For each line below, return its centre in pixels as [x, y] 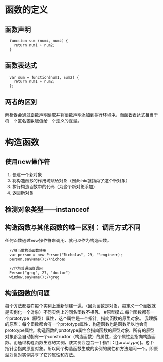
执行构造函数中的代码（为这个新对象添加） [55, 186]
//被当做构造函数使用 [28, 250]
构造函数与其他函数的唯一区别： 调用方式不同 [73, 228]
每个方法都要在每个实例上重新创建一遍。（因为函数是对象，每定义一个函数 [78, 306]
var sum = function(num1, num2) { [44, 77]
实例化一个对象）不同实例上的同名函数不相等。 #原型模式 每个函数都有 [80, 312]
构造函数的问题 [27, 293]
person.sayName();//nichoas [38, 259]
